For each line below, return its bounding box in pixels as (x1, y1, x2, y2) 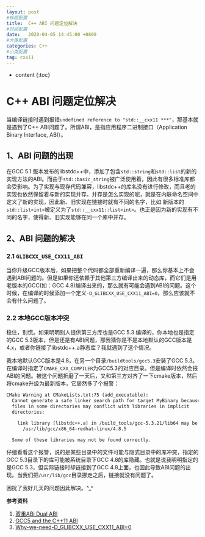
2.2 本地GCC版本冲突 (6, 314, 70, 322)
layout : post (6, 9, 40, 15)
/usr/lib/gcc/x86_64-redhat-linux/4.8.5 (22, 425, 127, 432)
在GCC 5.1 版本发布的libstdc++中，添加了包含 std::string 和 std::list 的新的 (6, 168, 197, 175)
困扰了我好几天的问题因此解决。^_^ (6, 485, 93, 492)
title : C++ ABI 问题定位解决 (6, 20, 77, 26)
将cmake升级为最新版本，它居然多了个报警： (6, 380, 120, 387)
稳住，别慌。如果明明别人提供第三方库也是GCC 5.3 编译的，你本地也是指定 (6, 329, 195, 336)
